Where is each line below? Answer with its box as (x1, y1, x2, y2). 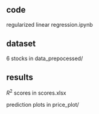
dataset (6, 39, 36, 49)
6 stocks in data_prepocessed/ (6, 55, 83, 62)
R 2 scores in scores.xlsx (6, 88, 66, 96)
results (6, 72, 33, 82)
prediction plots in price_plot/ (6, 101, 80, 109)
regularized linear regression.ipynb (6, 21, 93, 28)
